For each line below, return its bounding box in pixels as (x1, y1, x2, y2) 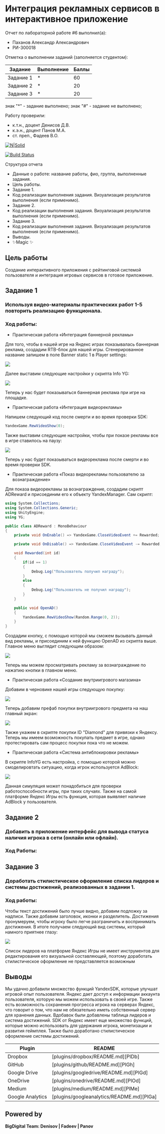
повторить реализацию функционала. (5, 307, 102, 314)
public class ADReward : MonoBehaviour (5, 524, 87, 528)
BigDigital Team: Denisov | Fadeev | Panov (5, 1123, 94, 1129)
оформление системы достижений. (5, 1033, 80, 1039)
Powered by (5, 1110, 43, 1119)
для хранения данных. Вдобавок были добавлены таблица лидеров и (5, 1012, 151, 1018)
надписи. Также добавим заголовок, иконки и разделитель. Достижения (5, 913, 159, 919)
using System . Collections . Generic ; (5, 506, 78, 511)
